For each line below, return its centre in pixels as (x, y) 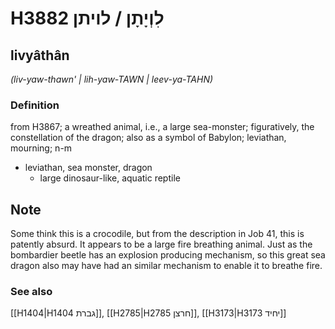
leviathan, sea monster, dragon (88, 168)
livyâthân (40, 55)
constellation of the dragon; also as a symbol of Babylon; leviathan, (148, 138)
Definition (35, 105)
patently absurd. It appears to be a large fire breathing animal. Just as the (161, 244)
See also (31, 292)
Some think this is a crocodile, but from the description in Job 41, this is (157, 234)
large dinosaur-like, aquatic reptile (110, 178)
